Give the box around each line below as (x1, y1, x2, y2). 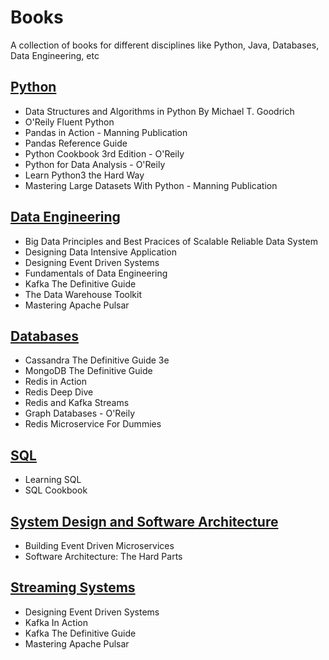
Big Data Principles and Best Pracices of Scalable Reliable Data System (24, 235, 318, 247)
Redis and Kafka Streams (24, 397, 130, 409)
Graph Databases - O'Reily (24, 407, 136, 420)
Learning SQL (24, 474, 82, 486)
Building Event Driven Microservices (24, 540, 175, 551)
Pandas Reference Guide (24, 137, 128, 149)
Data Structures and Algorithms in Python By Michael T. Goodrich (24, 105, 295, 117)
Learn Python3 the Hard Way (24, 169, 145, 181)
